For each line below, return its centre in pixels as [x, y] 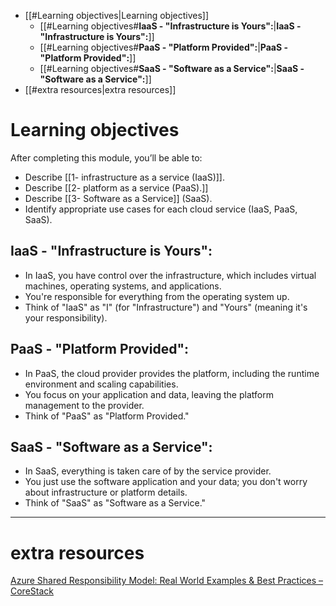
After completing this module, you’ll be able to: [106, 157]
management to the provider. [84, 405]
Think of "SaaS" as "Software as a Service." [115, 503]
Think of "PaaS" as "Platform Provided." [107, 416]
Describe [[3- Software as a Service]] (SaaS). [118, 198]
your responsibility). [66, 317]
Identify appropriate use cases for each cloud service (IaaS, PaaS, [161, 209]
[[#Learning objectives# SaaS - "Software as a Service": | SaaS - [172, 68]
